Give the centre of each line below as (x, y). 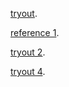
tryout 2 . (28, 52)
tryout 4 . (28, 71)
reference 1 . (35, 32)
